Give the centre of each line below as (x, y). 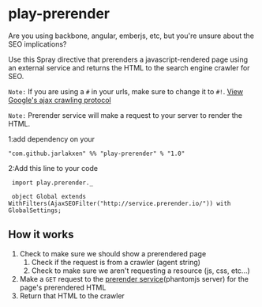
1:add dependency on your (52, 138)
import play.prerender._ (52, 183)
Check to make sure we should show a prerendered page (113, 253)
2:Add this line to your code (53, 168)
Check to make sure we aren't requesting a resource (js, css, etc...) (140, 271)
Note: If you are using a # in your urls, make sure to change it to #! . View (125, 91)
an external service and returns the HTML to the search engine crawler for (129, 67)
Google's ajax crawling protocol (60, 100)
